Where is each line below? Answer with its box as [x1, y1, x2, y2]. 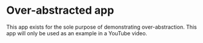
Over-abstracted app [6, 4, 115, 17]
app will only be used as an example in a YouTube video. [6, 29, 147, 36]
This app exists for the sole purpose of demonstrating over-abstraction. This [6, 23, 197, 30]
